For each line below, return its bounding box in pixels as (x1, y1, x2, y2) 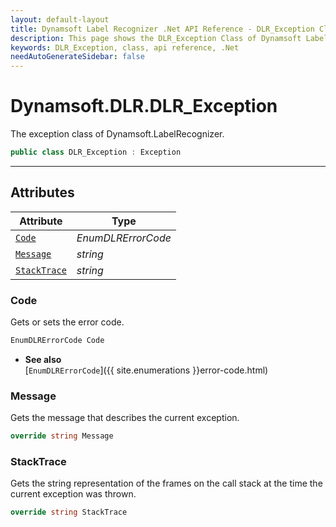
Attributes (10, 184, 75, 201)
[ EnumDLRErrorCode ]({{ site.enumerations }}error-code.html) (24, 364, 269, 376)
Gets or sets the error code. (10, 316, 125, 328)
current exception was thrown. (10, 488, 137, 500)
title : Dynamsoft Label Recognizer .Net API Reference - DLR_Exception (10, 24, 315, 34)
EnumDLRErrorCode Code (10, 336, 105, 346)
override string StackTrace (10, 507, 128, 518)
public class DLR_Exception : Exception (10, 147, 182, 158)
